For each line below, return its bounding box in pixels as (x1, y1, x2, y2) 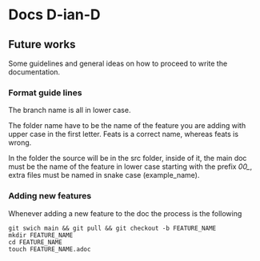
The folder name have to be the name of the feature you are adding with (8, 121, 246, 130)
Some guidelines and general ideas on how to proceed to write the (8, 58, 228, 68)
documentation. (8, 67, 61, 77)
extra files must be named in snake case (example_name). (8, 171, 200, 180)
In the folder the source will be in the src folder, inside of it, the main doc (8, 154, 247, 163)
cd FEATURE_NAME (8, 238, 62, 246)
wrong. (8, 138, 32, 147)
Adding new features (8, 191, 92, 202)
